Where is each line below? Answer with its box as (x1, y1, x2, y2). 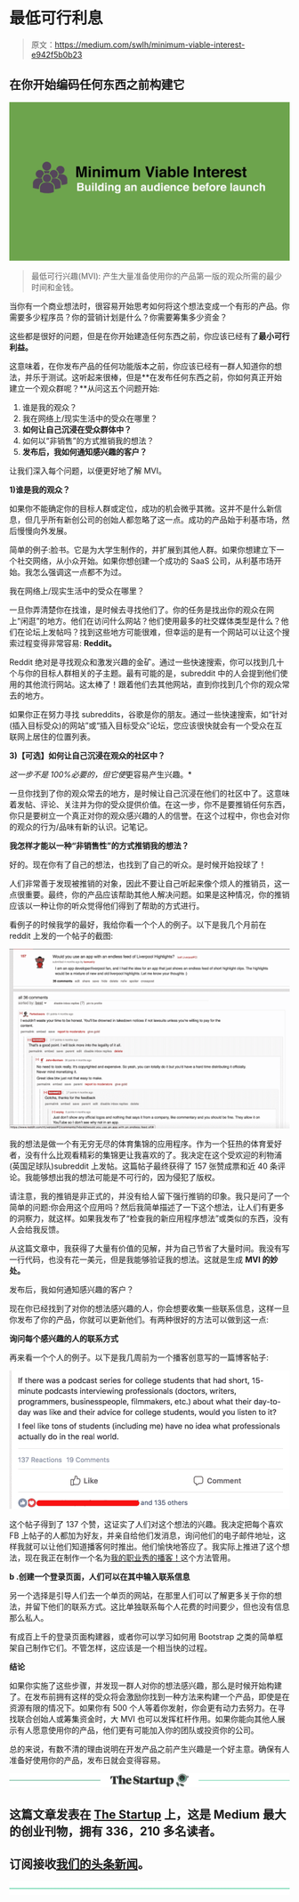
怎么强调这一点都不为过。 (32, 567, 126, 578)
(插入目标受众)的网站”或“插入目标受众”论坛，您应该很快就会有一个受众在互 (9, 720, 283, 731)
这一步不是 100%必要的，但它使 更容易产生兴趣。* (9, 769, 193, 780)
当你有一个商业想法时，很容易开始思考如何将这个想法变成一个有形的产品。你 (9, 301, 290, 312)
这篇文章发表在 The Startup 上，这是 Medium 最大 (9, 1807, 287, 1822)
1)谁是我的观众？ (9, 484, 71, 495)
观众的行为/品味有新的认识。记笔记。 (16, 822, 153, 832)
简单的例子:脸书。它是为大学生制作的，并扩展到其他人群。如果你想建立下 (9, 545, 278, 555)
